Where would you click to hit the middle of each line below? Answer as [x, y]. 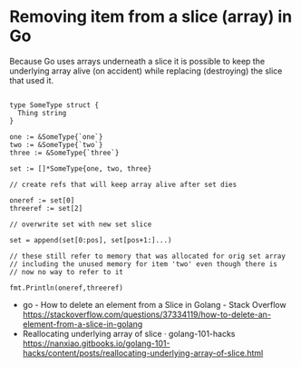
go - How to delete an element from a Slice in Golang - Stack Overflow [155, 304]
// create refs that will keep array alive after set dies [123, 184]
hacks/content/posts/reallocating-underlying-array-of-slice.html [143, 352]
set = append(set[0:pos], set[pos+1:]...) [91, 240]
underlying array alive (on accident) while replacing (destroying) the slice [146, 71]
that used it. [32, 80]
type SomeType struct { [54, 105]
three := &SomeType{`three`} [64, 153]
